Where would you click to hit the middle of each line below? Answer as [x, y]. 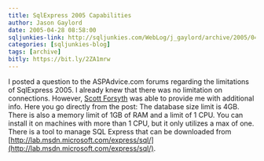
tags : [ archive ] [35, 52]
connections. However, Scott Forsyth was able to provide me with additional [131, 98]
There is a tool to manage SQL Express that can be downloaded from [120, 131]
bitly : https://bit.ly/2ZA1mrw [59, 60]
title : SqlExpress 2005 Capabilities [70, 15]
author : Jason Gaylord [45, 23]
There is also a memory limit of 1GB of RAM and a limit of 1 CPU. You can [126, 115]
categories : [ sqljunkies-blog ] [59, 45]
